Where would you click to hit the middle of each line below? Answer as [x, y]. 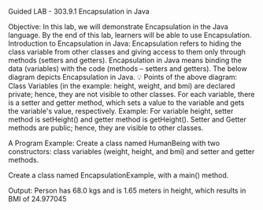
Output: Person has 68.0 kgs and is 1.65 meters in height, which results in [127, 190]
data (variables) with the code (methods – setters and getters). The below [128, 69]
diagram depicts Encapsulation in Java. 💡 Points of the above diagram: [123, 77]
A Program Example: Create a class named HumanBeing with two [114, 143]
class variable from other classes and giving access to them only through [127, 52]
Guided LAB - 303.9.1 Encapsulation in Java [79, 11]
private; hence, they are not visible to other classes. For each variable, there [131, 94]
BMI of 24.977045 [37, 199]
